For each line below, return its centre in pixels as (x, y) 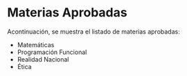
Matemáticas (36, 45)
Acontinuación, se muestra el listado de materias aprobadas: (93, 31)
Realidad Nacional (43, 59)
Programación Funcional (52, 52)
